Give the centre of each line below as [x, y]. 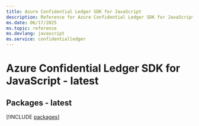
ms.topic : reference [32, 28]
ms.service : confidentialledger [46, 39]
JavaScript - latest [52, 81]
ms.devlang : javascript [36, 34]
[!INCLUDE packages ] [33, 117]
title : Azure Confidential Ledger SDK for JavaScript [74, 12]
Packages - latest [39, 103]
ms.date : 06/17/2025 [32, 22]
